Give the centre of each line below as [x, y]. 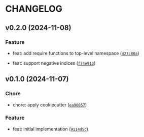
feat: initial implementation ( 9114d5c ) [50, 129]
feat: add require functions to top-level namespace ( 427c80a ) [76, 53]
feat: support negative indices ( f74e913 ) [54, 63]
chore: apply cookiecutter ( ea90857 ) [50, 104]
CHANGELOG [34, 9]
